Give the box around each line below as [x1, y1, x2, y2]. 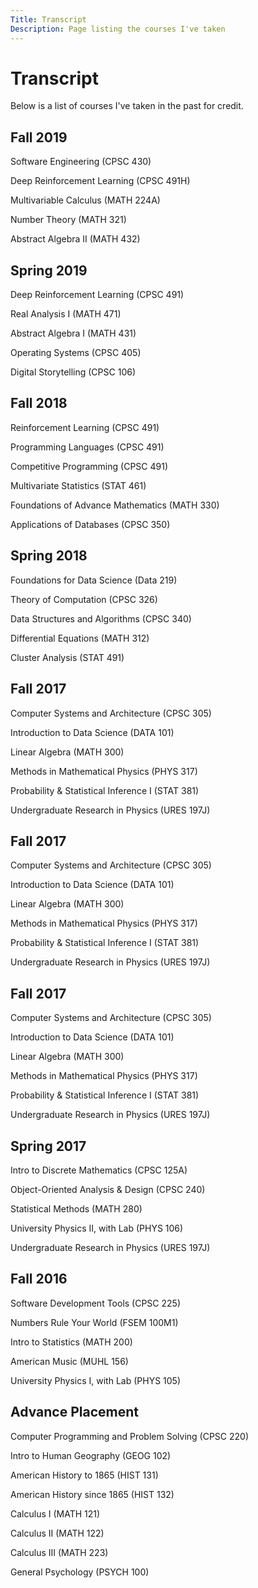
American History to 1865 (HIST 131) [10, 1469, 159, 1481]
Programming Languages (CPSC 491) [10, 441, 165, 453]
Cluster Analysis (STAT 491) [10, 651, 125, 663]
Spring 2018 [10, 547, 88, 565]
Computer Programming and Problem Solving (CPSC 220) [10, 1430, 250, 1442]
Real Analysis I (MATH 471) [10, 308, 122, 320]
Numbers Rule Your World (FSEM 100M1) [10, 1316, 179, 1328]
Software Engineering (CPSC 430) [10, 156, 152, 168]
